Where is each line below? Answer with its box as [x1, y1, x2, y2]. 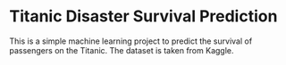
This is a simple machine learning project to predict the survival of [9, 36, 253, 46]
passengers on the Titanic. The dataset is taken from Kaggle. [9, 45, 234, 55]
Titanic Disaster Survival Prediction [9, 6, 278, 27]
